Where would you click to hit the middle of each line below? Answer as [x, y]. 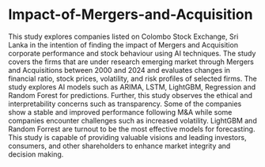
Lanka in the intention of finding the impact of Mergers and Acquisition [123, 44]
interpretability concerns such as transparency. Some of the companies [125, 104]
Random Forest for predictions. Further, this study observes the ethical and [131, 95]
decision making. [36, 154]
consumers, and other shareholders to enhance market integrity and [119, 146]
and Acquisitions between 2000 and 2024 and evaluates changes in [119, 70]
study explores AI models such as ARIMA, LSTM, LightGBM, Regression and [132, 87]
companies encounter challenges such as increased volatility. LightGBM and [132, 120]
